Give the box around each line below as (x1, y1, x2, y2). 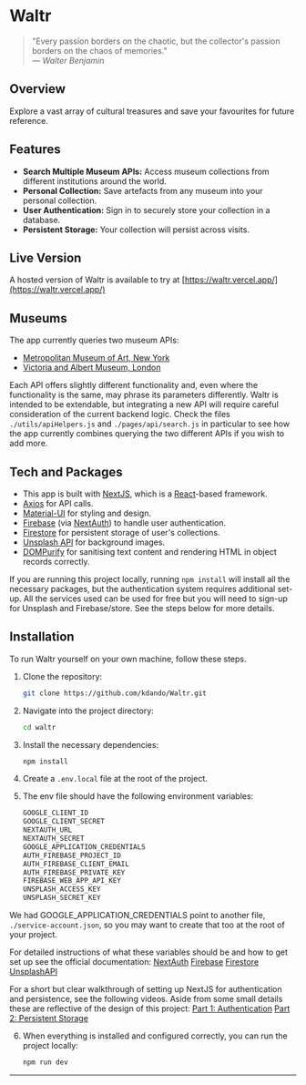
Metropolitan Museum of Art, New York (22, 353, 170, 363)
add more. (9, 438, 48, 449)
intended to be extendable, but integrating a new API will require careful (9, 399, 280, 410)
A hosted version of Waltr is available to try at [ (9, 274, 185, 285)
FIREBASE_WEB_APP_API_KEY (22, 876, 121, 885)
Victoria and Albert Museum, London (22, 362, 161, 374)
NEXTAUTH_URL (22, 825, 73, 834)
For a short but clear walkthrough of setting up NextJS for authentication (9, 984, 282, 995)
